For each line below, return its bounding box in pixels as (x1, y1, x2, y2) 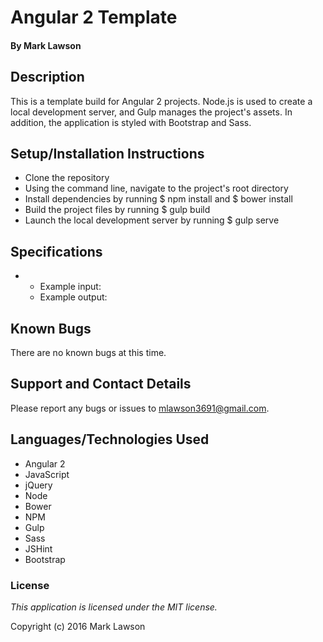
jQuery (24, 479, 53, 491)
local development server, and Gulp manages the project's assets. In (10, 106, 293, 118)
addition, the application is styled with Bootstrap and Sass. (10, 116, 252, 128)
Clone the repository (24, 172, 110, 184)
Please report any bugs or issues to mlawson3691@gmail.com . (10, 402, 270, 414)
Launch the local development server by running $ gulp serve (24, 214, 280, 226)
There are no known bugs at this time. (10, 347, 167, 359)
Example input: (39, 281, 102, 293)
